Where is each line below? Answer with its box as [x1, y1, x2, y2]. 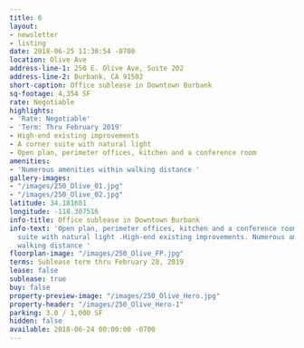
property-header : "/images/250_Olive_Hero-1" [9, 300, 184, 309]
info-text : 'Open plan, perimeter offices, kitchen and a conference [9, 224, 278, 233]
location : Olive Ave [9, 55, 88, 64]
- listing [9, 38, 47, 48]
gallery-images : [9, 173, 71, 182]
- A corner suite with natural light [9, 140, 152, 149]
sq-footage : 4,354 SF [9, 89, 91, 98]
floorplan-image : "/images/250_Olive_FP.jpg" [9, 249, 184, 258]
